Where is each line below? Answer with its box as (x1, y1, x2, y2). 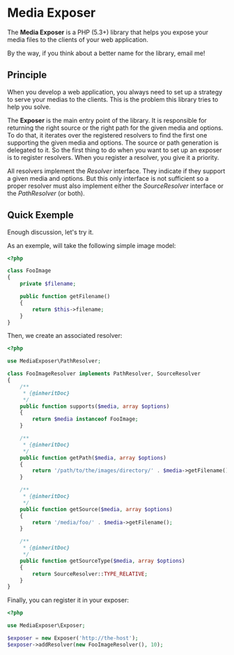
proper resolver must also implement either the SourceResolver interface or (7, 182, 224, 190)
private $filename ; (19, 281, 77, 288)
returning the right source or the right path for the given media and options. (7, 124, 224, 132)
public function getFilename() (19, 293, 111, 300)
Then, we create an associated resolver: (7, 332, 123, 340)
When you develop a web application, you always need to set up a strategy (7, 87, 223, 96)
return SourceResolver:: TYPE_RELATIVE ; (32, 571, 148, 577)
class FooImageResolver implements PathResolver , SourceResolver (7, 370, 201, 378)
